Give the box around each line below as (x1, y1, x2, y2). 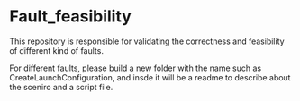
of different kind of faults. (9, 45, 104, 55)
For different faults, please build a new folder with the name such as (9, 63, 262, 73)
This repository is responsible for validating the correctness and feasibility (9, 36, 286, 46)
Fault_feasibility (9, 6, 132, 27)
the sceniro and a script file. (9, 81, 114, 92)
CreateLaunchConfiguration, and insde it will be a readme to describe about (9, 72, 291, 82)
